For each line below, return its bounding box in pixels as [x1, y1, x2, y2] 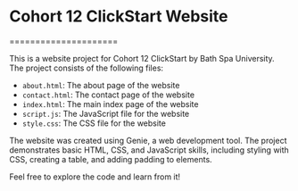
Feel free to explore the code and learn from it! [9, 171, 181, 182]
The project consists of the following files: [9, 62, 163, 73]
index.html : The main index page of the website [21, 98, 199, 109]
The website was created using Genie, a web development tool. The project [9, 135, 287, 145]
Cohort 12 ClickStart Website [9, 6, 228, 27]
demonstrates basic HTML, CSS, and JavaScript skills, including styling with [9, 145, 290, 155]
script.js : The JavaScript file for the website [21, 108, 190, 119]
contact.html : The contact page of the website [21, 89, 195, 100]
